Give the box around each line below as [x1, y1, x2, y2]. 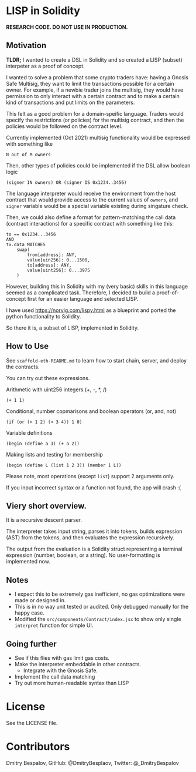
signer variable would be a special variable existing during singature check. [6, 202, 188, 209]
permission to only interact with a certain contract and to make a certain [6, 92, 180, 99]
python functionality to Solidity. [6, 313, 81, 320]
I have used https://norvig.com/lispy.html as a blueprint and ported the [6, 307, 176, 314]
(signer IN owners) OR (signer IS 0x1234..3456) [6, 179, 127, 186]
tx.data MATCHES [6, 241, 46, 247]
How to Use [6, 341, 49, 351]
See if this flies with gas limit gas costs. [14, 654, 110, 662]
